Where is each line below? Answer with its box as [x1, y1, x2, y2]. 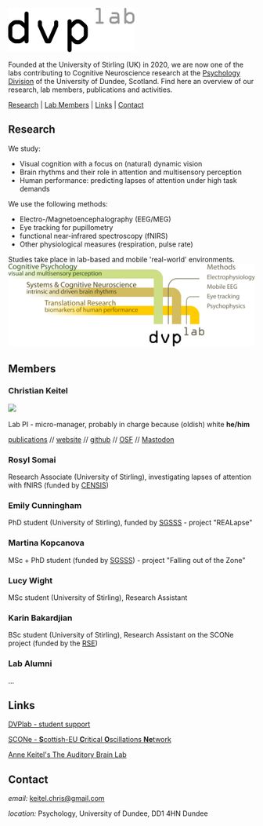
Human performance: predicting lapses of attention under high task [19, 175, 237, 185]
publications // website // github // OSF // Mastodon [8, 434, 175, 444]
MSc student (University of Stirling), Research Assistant [8, 593, 188, 602]
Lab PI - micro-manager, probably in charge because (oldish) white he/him [8, 419, 250, 429]
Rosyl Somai [8, 454, 56, 465]
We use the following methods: [8, 199, 108, 208]
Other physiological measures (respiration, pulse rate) [19, 239, 193, 249]
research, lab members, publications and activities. [8, 85, 173, 94]
